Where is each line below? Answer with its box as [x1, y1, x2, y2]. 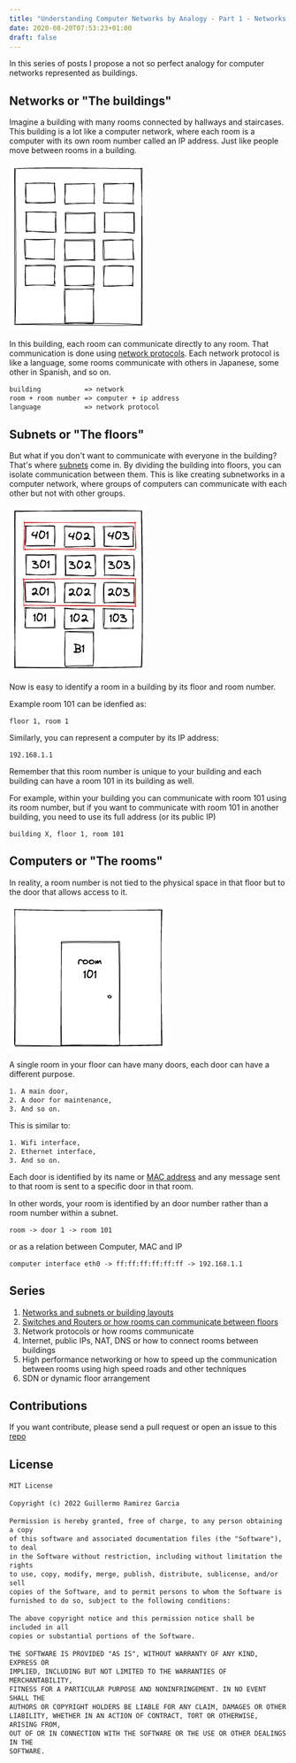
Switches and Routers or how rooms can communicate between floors [21, 1316, 278, 1327]
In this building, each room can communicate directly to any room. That [9, 339, 269, 350]
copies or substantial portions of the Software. [9, 1632, 196, 1641]
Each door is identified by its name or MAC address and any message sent [9, 1171, 281, 1182]
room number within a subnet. [9, 1207, 119, 1218]
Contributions [9, 1398, 87, 1413]
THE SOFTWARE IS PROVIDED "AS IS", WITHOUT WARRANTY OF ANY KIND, [9, 1650, 259, 1659]
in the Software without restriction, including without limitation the [9, 1552, 283, 1561]
